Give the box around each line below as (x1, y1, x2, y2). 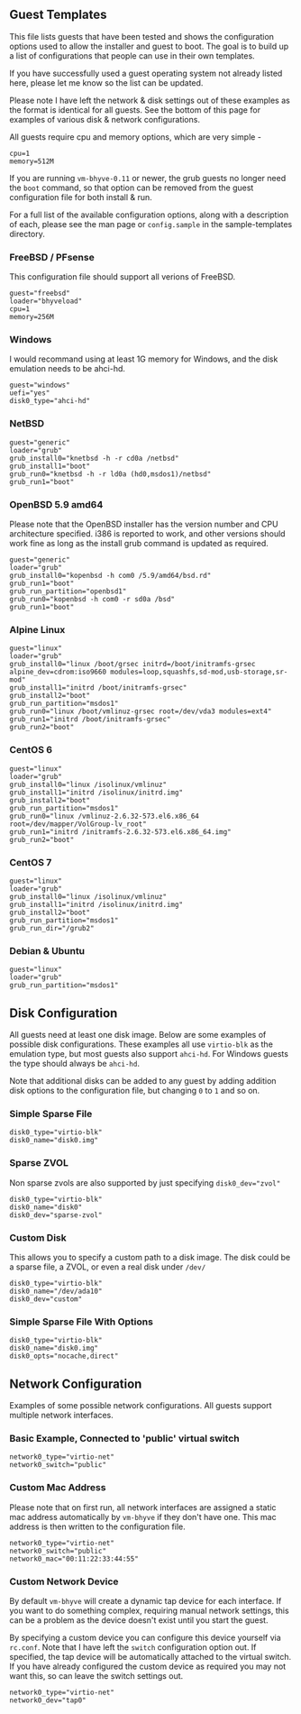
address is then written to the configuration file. (9, 1521, 187, 1532)
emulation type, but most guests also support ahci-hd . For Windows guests (9, 1049, 288, 1059)
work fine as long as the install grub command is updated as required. (9, 538, 269, 548)
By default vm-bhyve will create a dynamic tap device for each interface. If (9, 1595, 282, 1606)
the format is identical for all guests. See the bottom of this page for (9, 104, 261, 115)
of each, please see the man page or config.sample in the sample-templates (9, 218, 293, 229)
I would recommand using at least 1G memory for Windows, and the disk (9, 353, 278, 364)
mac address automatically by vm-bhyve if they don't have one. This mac (9, 1511, 277, 1522)
